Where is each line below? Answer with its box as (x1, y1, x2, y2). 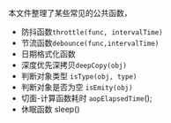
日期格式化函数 (20, 49, 76, 59)
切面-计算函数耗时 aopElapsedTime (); (20, 93, 152, 104)
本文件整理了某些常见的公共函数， (8, 8, 132, 18)
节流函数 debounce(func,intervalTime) (20, 38, 160, 48)
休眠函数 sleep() (20, 104, 80, 114)
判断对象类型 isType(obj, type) (20, 71, 138, 81)
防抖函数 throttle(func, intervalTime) (20, 27, 164, 37)
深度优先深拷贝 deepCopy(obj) (20, 60, 127, 70)
